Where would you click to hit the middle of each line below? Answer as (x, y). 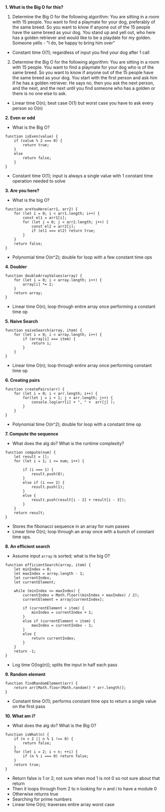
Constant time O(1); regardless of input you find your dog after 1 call (81, 52)
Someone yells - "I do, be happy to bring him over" (64, 43)
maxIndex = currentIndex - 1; (62, 626)
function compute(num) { (30, 452)
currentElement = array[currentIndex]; (64, 599)
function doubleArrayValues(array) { (44, 276)
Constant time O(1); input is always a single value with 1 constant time (82, 176)
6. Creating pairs (23, 380)
